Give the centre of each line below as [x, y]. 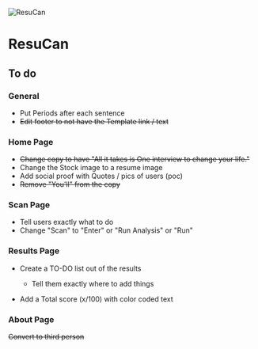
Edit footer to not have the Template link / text [94, 121]
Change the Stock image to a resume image [91, 168]
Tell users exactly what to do [66, 222]
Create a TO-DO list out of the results [80, 268]
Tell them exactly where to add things [93, 283]
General [24, 96]
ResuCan [39, 44]
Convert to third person [46, 337]
